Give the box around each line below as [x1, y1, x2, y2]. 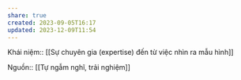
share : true [7, 11, 47, 20]
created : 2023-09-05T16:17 [7, 19, 96, 27]
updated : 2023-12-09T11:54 [7, 26, 96, 34]
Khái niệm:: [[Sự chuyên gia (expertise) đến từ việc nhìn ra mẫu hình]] [7, 48, 234, 57]
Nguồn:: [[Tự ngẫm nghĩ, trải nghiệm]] [7, 63, 131, 72]
